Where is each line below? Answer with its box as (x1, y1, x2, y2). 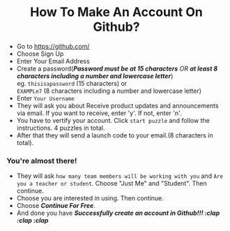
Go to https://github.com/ (16, 42, 90, 50)
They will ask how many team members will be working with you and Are (16, 172, 224, 180)
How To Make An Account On (30, 4, 203, 20)
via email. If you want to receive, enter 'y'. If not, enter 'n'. (16, 109, 182, 117)
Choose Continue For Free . (16, 202, 95, 210)
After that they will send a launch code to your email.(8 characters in (16, 131, 213, 140)
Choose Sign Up (16, 50, 64, 58)
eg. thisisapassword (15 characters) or (16, 79, 128, 87)
